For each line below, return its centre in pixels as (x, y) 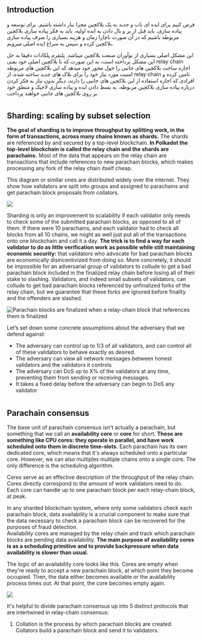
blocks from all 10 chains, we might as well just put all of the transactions (97, 235)
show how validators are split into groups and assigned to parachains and (98, 186)
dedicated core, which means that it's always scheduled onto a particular (97, 453)
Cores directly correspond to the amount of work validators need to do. (95, 484)
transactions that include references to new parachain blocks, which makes (100, 162)
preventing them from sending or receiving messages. (82, 378)
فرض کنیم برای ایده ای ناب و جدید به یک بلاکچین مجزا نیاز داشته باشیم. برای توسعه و (101, 24)
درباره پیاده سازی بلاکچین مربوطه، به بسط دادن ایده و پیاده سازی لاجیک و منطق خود (101, 87)
